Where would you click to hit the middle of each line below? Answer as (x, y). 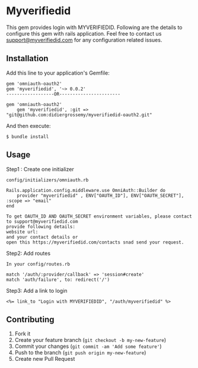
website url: (22, 232)
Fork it (23, 334)
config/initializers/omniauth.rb (47, 180)
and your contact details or (42, 237)
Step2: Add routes (28, 253)
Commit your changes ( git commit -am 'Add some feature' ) (88, 346)
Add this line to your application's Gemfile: (58, 73)
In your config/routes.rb (38, 264)
